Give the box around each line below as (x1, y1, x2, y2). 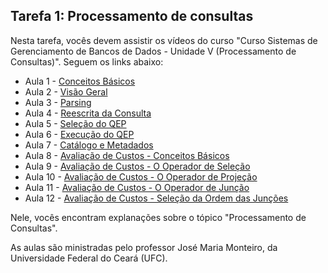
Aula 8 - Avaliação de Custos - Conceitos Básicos (24, 149, 230, 161)
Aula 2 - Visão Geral (24, 85, 108, 98)
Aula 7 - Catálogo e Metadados (24, 139, 154, 151)
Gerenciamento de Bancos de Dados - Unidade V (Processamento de (10, 45, 297, 57)
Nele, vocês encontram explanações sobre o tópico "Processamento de (10, 211, 307, 223)
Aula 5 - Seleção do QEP (24, 117, 127, 129)
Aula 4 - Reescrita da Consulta (24, 107, 152, 119)
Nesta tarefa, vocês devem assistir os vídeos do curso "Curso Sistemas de (10, 34, 318, 46)
